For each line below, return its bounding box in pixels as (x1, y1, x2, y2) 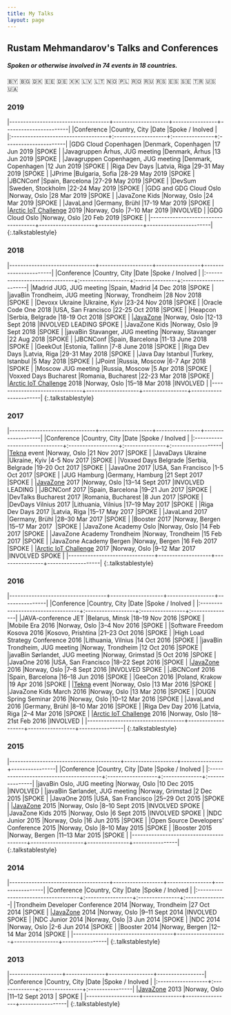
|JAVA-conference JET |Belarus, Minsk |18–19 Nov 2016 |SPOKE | (19, 614, 205, 623)
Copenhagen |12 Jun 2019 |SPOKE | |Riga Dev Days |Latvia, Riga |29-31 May (7, 162, 225, 170)
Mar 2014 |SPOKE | (14, 930, 70, 938)
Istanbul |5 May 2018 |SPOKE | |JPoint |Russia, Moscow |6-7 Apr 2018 (7, 357, 206, 365)
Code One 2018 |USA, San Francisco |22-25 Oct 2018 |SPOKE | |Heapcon (7, 305, 217, 313)
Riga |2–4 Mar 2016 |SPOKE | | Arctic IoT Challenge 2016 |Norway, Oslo (7, 710, 208, 718)
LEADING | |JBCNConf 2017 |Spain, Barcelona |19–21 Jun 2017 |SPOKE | (7, 485, 212, 493)
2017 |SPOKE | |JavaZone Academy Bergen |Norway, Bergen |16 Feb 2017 (7, 537, 217, 545)
